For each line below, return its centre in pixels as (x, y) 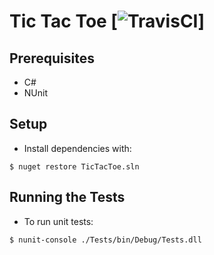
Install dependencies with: (77, 148)
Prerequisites (52, 58)
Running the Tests (67, 197)
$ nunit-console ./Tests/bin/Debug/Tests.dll (105, 240)
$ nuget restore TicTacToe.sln (74, 166)
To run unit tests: (58, 221)
